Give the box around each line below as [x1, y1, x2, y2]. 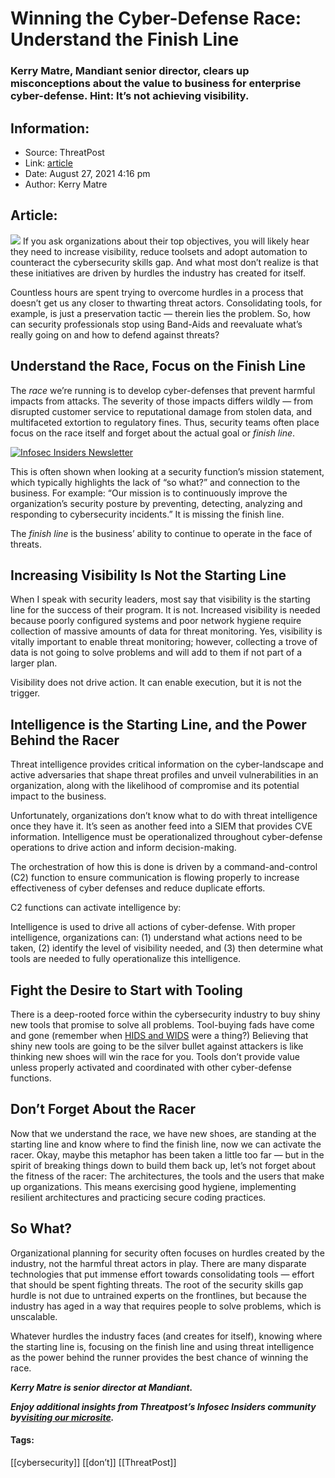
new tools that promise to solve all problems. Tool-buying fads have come [10, 1018, 315, 1031]
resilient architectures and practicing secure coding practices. [10, 1191, 267, 1203]
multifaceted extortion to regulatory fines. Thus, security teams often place [10, 416, 320, 428]
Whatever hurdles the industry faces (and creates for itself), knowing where [10, 1330, 323, 1342]
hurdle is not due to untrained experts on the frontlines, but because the [10, 1289, 307, 1301]
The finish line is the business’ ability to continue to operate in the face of [10, 527, 313, 539]
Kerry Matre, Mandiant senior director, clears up [10, 64, 250, 78]
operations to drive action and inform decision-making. [10, 842, 237, 854]
